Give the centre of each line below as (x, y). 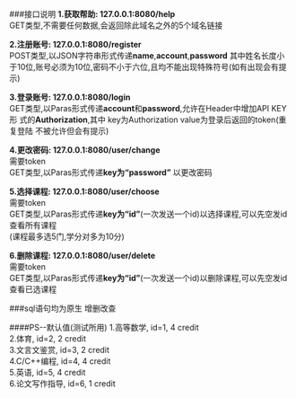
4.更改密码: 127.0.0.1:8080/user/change (85, 150)
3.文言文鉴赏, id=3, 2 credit (60, 350)
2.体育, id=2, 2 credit (48, 339)
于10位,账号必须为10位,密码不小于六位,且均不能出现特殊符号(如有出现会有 (144, 67)
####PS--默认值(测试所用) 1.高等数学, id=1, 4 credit (104, 327)
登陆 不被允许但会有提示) (63, 131)
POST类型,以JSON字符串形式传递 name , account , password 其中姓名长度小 (147, 56)
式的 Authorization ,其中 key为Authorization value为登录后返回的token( (149, 119)
